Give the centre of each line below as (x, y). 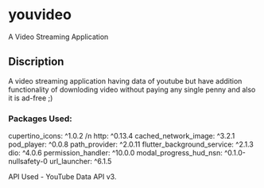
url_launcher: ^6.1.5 (80, 162)
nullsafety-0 (28, 162)
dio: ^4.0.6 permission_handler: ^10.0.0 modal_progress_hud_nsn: (115, 153)
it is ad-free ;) (31, 98)
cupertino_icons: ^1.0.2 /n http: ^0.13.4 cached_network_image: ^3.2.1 (122, 136)
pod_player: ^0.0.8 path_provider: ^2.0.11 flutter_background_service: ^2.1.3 (131, 144)
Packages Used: (41, 119)
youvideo (40, 15)
